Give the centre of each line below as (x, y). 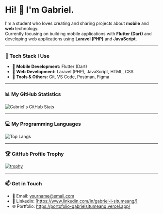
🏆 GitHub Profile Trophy (34, 154)
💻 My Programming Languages (43, 124)
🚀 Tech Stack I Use (27, 56)
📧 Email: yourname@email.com (43, 196)
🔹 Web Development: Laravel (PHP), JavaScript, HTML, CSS (73, 72)
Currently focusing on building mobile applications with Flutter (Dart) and (78, 33)
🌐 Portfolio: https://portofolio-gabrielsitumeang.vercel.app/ (71, 206)
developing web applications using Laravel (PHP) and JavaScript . (71, 39)
